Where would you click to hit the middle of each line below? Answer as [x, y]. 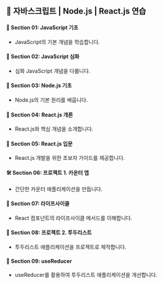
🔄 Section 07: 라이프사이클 [38, 204]
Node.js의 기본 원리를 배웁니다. [51, 100]
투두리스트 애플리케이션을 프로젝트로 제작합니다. [70, 247]
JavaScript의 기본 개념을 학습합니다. [57, 42]
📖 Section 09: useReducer [39, 261]
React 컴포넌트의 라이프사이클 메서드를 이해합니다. [73, 218]
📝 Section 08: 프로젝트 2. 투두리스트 [49, 233]
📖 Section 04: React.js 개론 [40, 115]
